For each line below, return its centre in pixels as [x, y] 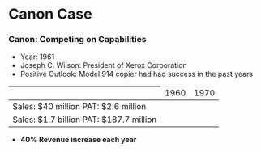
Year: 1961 [37, 57]
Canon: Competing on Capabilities [77, 40]
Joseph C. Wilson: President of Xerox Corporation [104, 65]
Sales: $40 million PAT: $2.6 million [79, 106]
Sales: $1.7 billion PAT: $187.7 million [85, 120]
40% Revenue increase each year [78, 139]
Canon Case [50, 14]
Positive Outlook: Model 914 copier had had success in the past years [137, 74]
